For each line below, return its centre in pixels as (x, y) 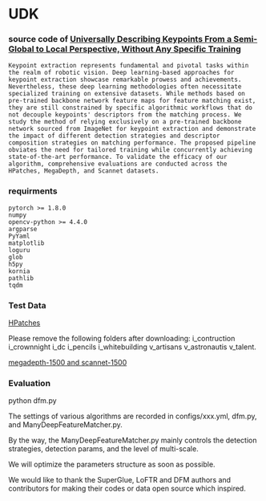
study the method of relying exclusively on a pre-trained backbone (125, 122)
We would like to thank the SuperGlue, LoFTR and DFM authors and (119, 480)
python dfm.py (33, 401)
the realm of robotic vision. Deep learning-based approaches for (121, 73)
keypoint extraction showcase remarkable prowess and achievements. (125, 80)
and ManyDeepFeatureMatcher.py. (65, 425)
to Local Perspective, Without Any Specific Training (139, 49)
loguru (19, 250)
